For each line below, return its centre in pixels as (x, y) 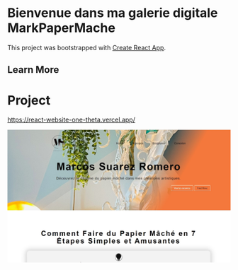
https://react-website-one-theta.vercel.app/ (72, 120)
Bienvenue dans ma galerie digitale (113, 13)
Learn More (33, 70)
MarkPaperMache (61, 28)
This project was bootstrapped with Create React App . (87, 47)
